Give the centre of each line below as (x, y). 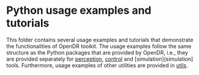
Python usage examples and (79, 10)
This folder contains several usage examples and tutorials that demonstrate (100, 40)
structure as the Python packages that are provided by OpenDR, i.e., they (97, 52)
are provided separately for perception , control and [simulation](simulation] (100, 59)
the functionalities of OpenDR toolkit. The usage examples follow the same (99, 46)
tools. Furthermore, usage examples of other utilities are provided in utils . (97, 65)
